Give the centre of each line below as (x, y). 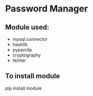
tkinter (19, 60)
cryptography (27, 55)
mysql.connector (30, 39)
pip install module (23, 88)
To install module (33, 76)
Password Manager (46, 9)
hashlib (20, 44)
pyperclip (22, 50)
